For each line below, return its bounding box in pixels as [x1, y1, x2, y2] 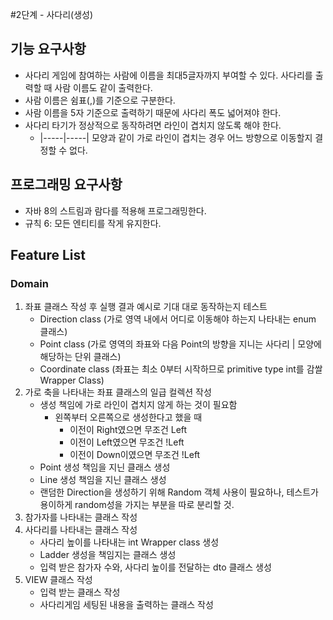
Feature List [10, 247, 86, 264]
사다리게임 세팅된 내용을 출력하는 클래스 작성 [39, 599, 214, 611]
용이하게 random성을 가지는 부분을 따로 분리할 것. [39, 499, 235, 511]
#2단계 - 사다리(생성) [10, 9, 94, 20]
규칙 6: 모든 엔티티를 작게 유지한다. [24, 217, 162, 229]
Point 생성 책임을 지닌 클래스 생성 [39, 461, 171, 473]
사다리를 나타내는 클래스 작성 [24, 524, 138, 536]
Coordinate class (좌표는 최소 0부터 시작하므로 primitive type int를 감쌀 [39, 363, 323, 375]
